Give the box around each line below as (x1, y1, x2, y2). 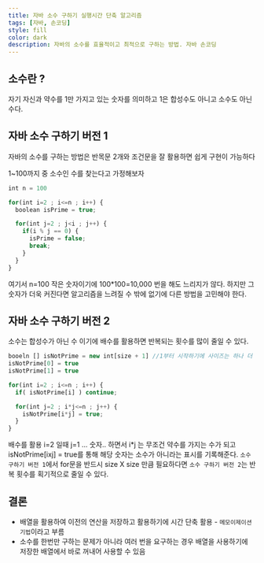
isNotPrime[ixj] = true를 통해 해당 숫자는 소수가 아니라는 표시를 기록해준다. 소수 (8, 450, 251, 459)
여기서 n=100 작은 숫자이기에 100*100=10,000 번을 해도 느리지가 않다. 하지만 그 (8, 279, 255, 288)
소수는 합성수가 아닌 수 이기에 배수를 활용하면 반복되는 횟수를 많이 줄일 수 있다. (8, 336, 249, 346)
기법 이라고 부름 (19, 527, 65, 536)
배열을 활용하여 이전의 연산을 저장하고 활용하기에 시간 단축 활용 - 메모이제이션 (19, 517, 252, 526)
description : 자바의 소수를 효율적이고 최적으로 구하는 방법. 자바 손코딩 (8, 41, 217, 49)
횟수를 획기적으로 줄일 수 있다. (16, 469, 109, 479)
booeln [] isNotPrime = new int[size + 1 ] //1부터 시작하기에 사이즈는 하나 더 (8, 352, 253, 361)
